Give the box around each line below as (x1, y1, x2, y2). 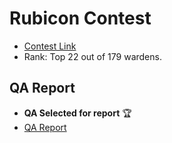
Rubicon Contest (9, 7, 152, 30)
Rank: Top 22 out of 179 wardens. (23, 50, 162, 62)
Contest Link (23, 40, 77, 52)
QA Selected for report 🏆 (23, 107, 132, 119)
